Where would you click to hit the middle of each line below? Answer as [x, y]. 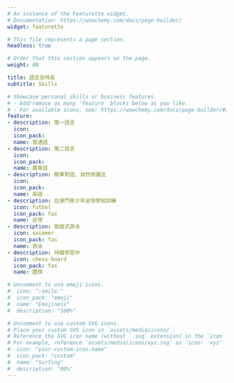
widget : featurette [36, 27]
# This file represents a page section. [67, 39]
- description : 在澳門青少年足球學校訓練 [62, 201]
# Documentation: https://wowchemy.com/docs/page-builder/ [95, 20]
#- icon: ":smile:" [36, 291]
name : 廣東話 [31, 168]
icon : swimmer [34, 233]
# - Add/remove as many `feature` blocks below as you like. [98, 103]
